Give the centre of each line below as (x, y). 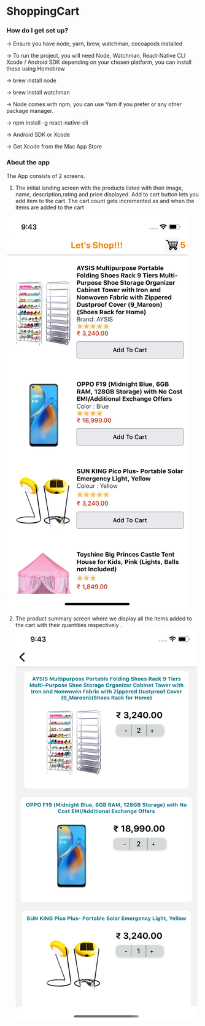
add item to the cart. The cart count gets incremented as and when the (105, 201)
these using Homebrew (36, 69)
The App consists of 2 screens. (46, 175)
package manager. (30, 111)
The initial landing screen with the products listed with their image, (99, 188)
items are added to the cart (49, 207)
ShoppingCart (43, 11)
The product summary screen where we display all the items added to (103, 619)
